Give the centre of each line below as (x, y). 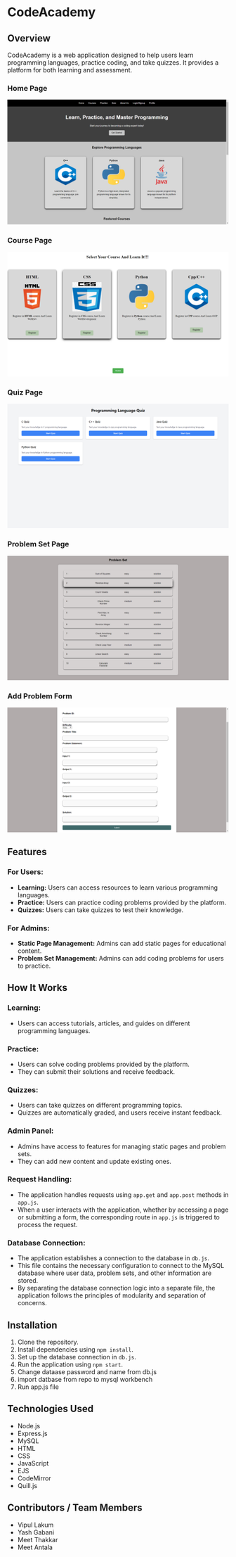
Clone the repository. (48, 1342)
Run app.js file (38, 1387)
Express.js (32, 1433)
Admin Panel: (31, 1131)
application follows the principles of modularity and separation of (112, 1295)
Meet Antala (35, 1547)
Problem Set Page (38, 544)
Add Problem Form (40, 696)
